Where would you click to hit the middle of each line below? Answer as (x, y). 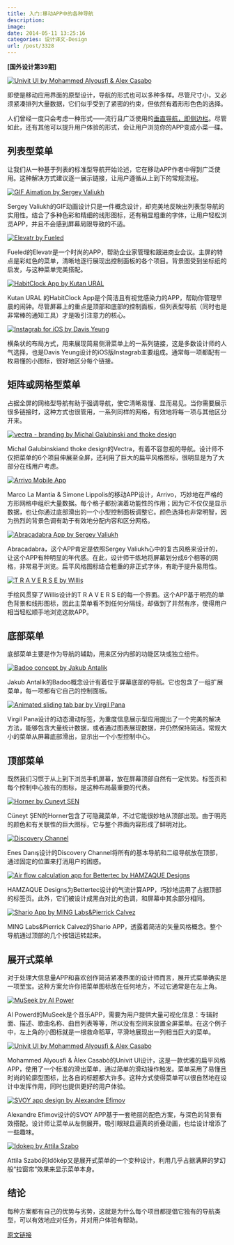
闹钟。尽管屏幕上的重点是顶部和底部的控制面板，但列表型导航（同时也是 (123, 306)
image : (17, 26)
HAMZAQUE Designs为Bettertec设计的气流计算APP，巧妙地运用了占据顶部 (114, 890)
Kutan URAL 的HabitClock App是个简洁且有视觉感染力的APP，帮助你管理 (112, 297)
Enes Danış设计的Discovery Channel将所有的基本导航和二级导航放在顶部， (114, 853)
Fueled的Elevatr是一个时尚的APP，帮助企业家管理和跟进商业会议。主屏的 (112, 252)
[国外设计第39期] (32, 66)
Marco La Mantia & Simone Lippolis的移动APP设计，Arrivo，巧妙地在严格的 (115, 494)
